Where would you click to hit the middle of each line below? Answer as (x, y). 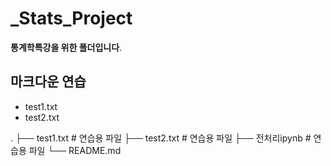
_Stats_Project (71, 18)
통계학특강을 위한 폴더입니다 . (66, 47)
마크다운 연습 (48, 82)
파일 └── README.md (75, 150)
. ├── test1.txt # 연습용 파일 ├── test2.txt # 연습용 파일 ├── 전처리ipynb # (161, 138)
